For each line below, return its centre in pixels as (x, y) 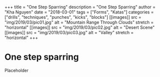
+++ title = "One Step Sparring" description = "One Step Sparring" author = (80, 7)
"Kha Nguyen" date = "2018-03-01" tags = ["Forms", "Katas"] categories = (79, 12)
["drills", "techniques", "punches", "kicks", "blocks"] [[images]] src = (73, 17)
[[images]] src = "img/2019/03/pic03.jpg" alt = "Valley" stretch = (69, 32)
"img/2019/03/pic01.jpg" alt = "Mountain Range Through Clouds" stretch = (79, 22)
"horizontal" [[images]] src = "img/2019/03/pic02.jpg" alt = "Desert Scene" (80, 27)
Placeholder (16, 70)
